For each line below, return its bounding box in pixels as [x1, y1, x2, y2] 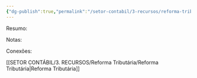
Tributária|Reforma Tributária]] [6, 65, 80, 72]
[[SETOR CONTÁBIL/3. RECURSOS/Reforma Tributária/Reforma [6, 59, 159, 66]
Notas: [6, 36, 22, 43]
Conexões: [6, 48, 32, 55]
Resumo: [6, 25, 28, 32]
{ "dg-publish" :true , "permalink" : [6, 8, 88, 15]
